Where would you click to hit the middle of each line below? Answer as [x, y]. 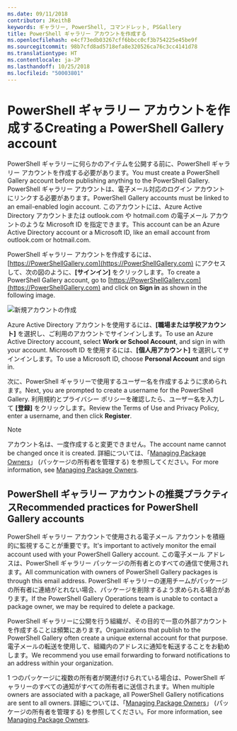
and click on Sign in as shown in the [155, 288]
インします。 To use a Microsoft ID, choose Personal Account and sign [122, 359]
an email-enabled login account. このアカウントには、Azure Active [105, 207]
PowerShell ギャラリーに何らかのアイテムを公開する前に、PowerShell [109, 164]
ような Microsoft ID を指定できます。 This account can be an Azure [123, 224]
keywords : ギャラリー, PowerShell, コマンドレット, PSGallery [94, 27]
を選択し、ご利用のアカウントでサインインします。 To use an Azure [115, 334]
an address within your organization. [60, 663]
